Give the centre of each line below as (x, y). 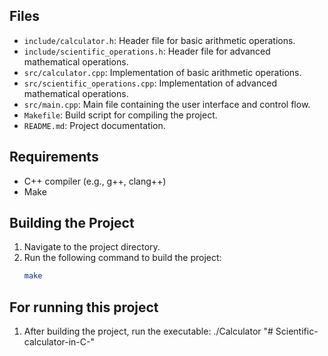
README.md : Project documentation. (94, 125)
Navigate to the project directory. (92, 247)
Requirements (54, 157)
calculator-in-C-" (59, 342)
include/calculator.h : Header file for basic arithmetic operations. (159, 40)
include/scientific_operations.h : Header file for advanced (147, 51)
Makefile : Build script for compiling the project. (120, 115)
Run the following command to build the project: (122, 258)
